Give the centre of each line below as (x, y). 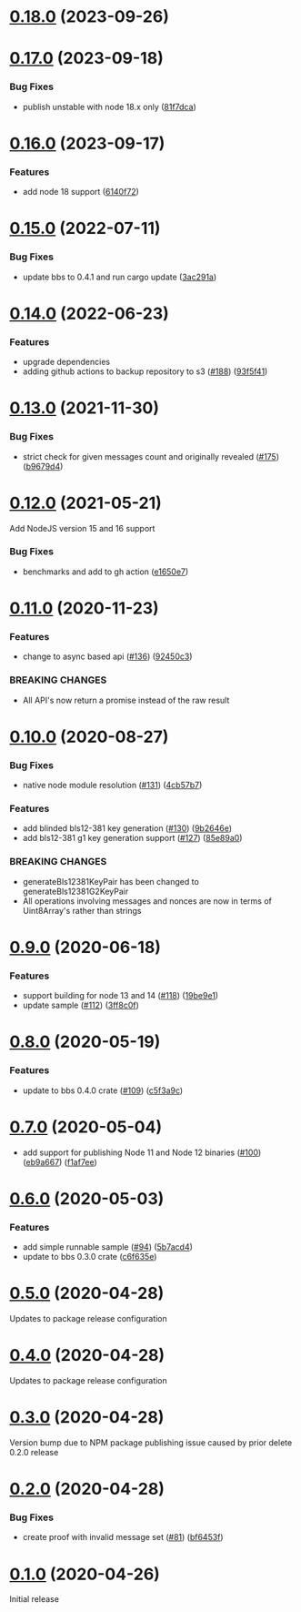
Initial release (34, 1599)
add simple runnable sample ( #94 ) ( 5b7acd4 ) (108, 1247)
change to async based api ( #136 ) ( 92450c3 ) (107, 656)
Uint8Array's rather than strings (82, 910)
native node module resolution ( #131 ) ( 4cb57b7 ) (112, 786)
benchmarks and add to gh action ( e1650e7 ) (105, 572)
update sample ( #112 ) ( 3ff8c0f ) (80, 1005)
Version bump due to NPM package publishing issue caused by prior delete (151, 1442)
